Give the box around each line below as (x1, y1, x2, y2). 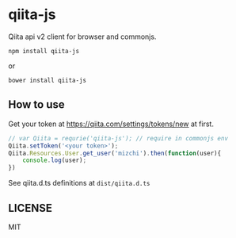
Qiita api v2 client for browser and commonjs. (8, 32, 157, 41)
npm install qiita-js (8, 47, 80, 55)
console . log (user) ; (22, 156, 87, 164)
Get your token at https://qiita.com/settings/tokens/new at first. (8, 119, 214, 129)
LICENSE (8, 201, 53, 215)
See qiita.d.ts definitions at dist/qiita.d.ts (8, 178, 150, 188)
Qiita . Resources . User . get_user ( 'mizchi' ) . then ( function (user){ (8, 149, 222, 157)
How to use (8, 98, 65, 112)
